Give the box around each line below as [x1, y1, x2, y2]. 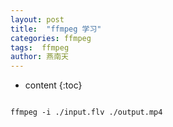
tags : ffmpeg [10, 42, 70, 53]
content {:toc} [24, 79, 83, 91]
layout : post [10, 14, 65, 25]
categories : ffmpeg [10, 33, 92, 43]
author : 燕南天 [10, 52, 69, 62]
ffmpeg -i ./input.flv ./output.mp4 [10, 107, 163, 118]
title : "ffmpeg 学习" [10, 24, 102, 34]
